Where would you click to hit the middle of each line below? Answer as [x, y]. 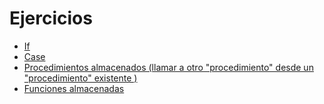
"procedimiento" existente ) [80, 78]
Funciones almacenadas [74, 88]
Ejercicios [51, 18]
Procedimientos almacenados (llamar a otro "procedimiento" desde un [168, 67]
